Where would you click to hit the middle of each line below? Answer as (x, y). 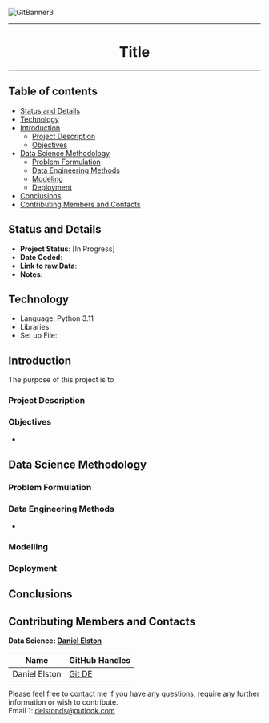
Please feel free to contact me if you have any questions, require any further (134, 694)
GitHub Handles (100, 661)
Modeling (48, 178)
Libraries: (36, 327)
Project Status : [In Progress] (67, 249)
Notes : (31, 274)
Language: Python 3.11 (57, 318)
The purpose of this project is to (61, 380)
